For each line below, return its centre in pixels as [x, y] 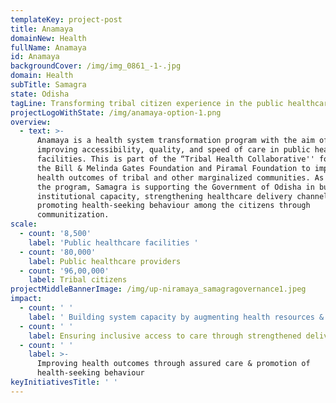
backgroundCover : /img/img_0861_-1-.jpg [96, 66]
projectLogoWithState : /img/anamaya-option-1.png [116, 112]
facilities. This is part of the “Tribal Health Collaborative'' [175, 159]
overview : [31, 122]
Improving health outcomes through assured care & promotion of [173, 364]
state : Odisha [40, 94]
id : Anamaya [35, 57]
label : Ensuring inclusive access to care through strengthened [165, 336]
